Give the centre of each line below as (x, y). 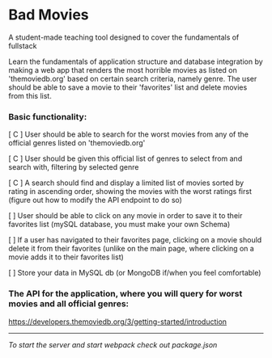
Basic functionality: (48, 116)
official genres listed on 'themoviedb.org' (77, 143)
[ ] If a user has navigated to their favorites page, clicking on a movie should (135, 240)
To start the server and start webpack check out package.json (113, 344)
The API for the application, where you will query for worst (125, 294)
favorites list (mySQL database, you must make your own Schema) (119, 225)
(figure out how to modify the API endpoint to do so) (95, 200)
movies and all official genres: (69, 304)
